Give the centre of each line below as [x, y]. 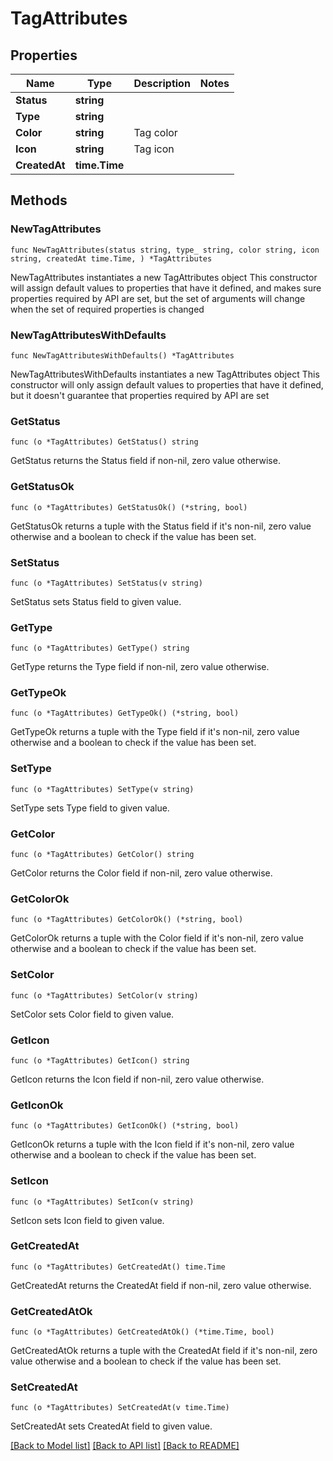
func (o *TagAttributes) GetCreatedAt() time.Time [118, 1267]
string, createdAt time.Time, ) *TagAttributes [111, 258]
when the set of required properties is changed [107, 309]
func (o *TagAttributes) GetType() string [100, 648]
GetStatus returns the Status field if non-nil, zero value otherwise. [145, 461]
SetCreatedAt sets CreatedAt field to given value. [111, 1426]
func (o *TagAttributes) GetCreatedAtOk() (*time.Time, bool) [142, 1332]
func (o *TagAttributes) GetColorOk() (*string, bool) [127, 920]
